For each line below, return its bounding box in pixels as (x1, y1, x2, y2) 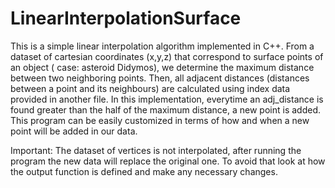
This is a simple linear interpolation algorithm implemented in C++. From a (10, 40, 315, 52)
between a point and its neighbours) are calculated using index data (10, 82, 291, 94)
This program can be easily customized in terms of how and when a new (10, 114, 310, 126)
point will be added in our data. (10, 125, 138, 137)
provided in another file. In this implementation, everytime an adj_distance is (10, 93, 324, 105)
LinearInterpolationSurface (10, 7, 242, 30)
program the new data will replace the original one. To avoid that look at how (10, 155, 326, 167)
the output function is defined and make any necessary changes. (10, 165, 278, 177)
